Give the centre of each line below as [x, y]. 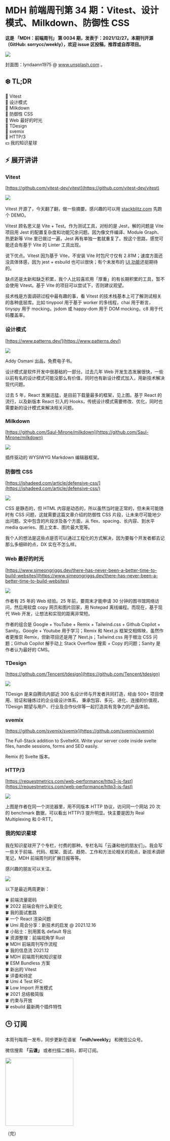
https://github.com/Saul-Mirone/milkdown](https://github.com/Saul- [78, 432]
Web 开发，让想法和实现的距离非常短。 [52, 613]
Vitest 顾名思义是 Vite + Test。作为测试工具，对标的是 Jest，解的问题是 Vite [84, 226]
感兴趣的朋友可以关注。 [30, 869]
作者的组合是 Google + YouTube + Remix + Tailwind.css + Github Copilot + [83, 624]
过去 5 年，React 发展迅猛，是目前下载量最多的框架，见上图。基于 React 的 [84, 395]
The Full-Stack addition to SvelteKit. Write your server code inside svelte [81, 741]
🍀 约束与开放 [19, 1000]
